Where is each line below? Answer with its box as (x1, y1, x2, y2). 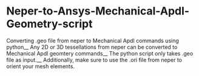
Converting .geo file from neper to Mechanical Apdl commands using (6, 37, 179, 44)
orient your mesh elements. (6, 62, 75, 70)
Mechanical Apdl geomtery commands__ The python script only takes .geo (6, 49, 194, 57)
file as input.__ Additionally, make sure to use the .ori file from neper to (6, 56, 183, 63)
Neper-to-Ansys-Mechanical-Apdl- (6, 4, 190, 18)
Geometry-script (6, 17, 93, 31)
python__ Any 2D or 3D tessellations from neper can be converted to (6, 43, 178, 51)
